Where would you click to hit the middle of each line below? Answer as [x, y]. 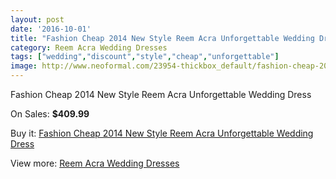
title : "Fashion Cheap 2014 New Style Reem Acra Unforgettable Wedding [162, 38]
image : [24, 66]
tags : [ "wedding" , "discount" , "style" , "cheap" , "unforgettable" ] [145, 57]
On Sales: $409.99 [50, 114]
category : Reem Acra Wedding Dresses [89, 47]
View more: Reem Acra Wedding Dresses [95, 163]
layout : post [37, 19]
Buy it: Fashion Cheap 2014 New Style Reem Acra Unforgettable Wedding [162, 133]
